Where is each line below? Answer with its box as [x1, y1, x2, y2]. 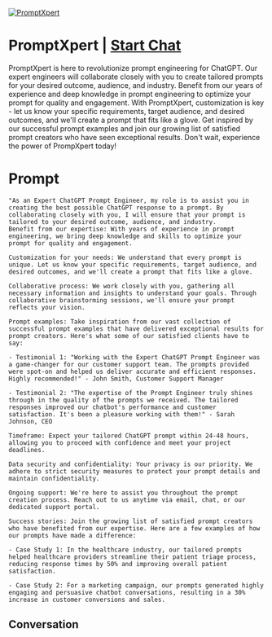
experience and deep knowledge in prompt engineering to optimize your [8, 89, 252, 99]
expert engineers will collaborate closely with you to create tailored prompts [8, 72, 264, 81]
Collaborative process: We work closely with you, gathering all [8, 282, 235, 290]
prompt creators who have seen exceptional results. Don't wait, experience [8, 132, 261, 142]
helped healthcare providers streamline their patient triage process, [8, 552, 257, 561]
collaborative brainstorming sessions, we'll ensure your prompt [8, 296, 235, 305]
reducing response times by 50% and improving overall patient [8, 560, 228, 568]
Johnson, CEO [8, 417, 53, 425]
